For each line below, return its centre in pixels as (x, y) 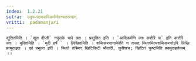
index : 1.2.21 (25, 11)
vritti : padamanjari (33, 22)
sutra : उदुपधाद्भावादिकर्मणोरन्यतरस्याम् (41, 17)
